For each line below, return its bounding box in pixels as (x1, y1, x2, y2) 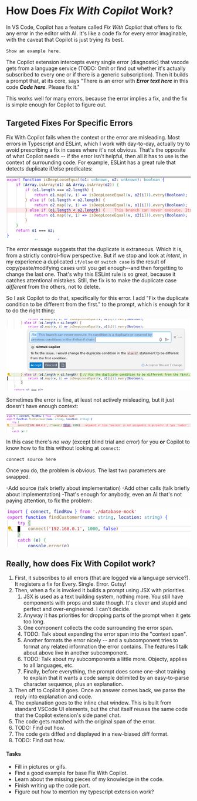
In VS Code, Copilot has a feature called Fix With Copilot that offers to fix (6, 24, 182, 31)
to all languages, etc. (23, 662, 74, 669)
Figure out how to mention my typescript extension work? (14, 788, 154, 795)
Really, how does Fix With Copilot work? (6, 559, 156, 569)
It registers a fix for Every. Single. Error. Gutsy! (14, 580, 127, 588)
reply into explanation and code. (14, 693, 93, 700)
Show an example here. (6, 48, 62, 54)
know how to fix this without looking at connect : (6, 444, 121, 451)
